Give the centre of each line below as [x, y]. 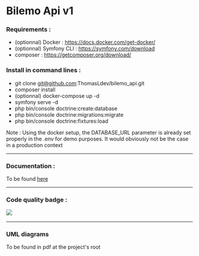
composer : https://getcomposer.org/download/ [73, 55]
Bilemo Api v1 [40, 11]
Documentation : [31, 166]
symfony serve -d [36, 102]
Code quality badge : [37, 200]
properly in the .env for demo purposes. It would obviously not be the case [97, 139]
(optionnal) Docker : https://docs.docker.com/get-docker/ [85, 42]
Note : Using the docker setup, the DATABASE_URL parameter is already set [99, 132]
